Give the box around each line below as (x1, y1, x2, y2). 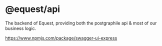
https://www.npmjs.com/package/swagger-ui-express (5, 35, 117, 41)
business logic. (5, 25, 36, 31)
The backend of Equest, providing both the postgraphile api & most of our (5, 20, 157, 26)
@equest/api (5, 3, 60, 15)
